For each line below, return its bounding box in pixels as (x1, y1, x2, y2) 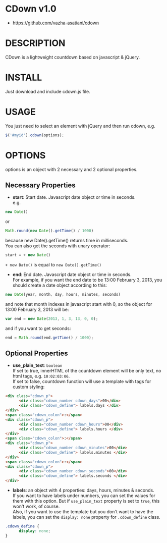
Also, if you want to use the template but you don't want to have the (12, 509, 154, 515)
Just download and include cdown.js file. (5, 88, 90, 94)
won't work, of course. (12, 503, 60, 510)
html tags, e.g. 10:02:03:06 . (12, 373, 70, 379)
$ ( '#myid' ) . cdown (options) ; (5, 132, 65, 138)
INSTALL (5, 72, 42, 83)
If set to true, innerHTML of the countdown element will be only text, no (12, 368, 161, 374)
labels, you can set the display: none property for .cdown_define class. (12, 514, 160, 520)
